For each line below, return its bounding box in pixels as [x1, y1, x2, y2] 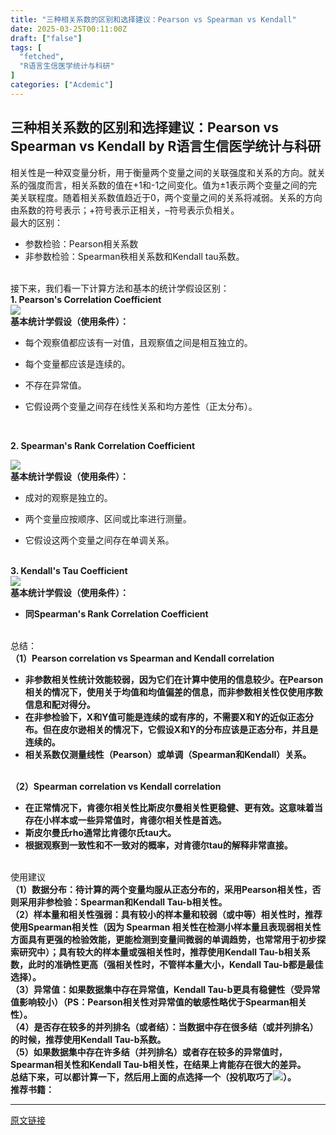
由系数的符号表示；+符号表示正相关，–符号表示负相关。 [10, 204, 240, 216]
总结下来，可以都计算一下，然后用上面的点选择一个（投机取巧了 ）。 [10, 1071, 297, 1083]
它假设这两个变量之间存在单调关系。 [24, 534, 175, 546]
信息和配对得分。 [24, 698, 96, 710]
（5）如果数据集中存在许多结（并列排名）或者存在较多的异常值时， [10, 1046, 288, 1058]
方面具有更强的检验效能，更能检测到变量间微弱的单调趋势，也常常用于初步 [10, 933, 317, 945]
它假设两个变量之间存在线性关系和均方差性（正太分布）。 [24, 400, 258, 412]
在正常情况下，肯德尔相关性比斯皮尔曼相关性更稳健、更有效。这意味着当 [24, 801, 323, 813]
